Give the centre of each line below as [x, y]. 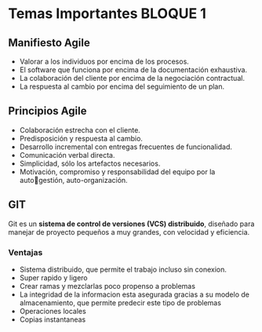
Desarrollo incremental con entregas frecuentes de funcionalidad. [126, 147]
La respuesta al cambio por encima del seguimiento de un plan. [122, 86]
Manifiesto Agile [49, 43]
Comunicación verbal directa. [67, 155]
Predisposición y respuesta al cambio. [81, 138]
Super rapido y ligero [53, 277]
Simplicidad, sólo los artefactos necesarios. [90, 163]
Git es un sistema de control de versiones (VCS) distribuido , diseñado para [131, 224]
